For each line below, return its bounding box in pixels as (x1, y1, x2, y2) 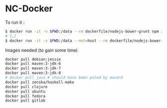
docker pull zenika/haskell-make (5, 80, 75, 85)
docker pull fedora (5, 94, 46, 99)
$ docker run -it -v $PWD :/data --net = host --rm (5, 38, 108, 43)
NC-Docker (5, 3, 53, 14)
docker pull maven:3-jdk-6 (5, 61, 61, 66)
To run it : (5, 19, 25, 25)
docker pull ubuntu (5, 89, 46, 94)
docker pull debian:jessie (5, 56, 61, 62)
